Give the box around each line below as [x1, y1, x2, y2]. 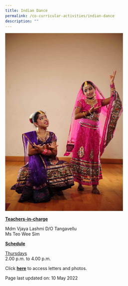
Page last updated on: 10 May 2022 [5, 275, 78, 281]
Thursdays [5, 250, 27, 256]
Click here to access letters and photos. [5, 265, 87, 271]
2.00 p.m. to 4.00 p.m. [5, 255, 51, 261]
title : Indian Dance [5, 8, 48, 13]
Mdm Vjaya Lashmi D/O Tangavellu [5, 225, 77, 231]
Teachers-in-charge [5, 215, 48, 222]
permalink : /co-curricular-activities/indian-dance [5, 13, 115, 18]
